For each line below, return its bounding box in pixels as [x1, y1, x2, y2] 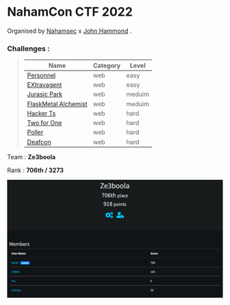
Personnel [27, 71, 56, 79]
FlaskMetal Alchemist [27, 100, 88, 108]
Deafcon [27, 137, 51, 146]
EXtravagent [27, 81, 62, 89]
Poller [27, 128, 44, 137]
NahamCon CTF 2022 [7, 4, 133, 20]
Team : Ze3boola [7, 153, 56, 161]
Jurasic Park [27, 90, 63, 98]
